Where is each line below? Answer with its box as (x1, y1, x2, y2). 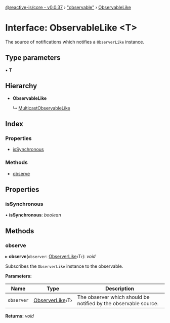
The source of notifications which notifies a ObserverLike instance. (5, 39, 145, 45)
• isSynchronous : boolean (5, 212, 62, 218)
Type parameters (5, 53, 61, 62)
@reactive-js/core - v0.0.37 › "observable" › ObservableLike (5, 5, 132, 10)
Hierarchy (5, 82, 37, 90)
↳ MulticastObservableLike (12, 105, 70, 111)
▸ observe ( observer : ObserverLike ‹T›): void (5, 253, 96, 259)
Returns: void (5, 313, 34, 319)
